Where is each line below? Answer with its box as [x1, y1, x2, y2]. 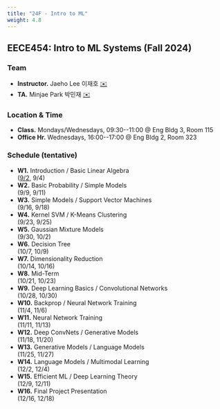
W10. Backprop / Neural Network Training [17, 298, 137, 307]
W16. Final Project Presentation [17, 387, 107, 395]
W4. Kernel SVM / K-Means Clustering [17, 210, 127, 219]
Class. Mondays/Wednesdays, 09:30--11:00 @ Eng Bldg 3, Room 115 [17, 126, 214, 134]
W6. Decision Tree [17, 239, 71, 248]
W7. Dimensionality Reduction [17, 254, 103, 263]
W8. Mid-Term [17, 269, 59, 278]
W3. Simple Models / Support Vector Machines [17, 195, 152, 204]
